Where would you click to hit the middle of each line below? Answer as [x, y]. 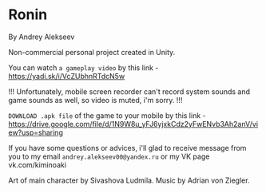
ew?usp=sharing [36, 132]
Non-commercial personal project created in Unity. [92, 52]
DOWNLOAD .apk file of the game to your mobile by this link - [107, 115]
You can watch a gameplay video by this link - [83, 67]
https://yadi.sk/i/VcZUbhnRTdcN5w [67, 76]
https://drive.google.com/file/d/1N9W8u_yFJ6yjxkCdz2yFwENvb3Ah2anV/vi [133, 124]
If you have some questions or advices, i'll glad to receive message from [127, 148]
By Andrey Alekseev [42, 37]
